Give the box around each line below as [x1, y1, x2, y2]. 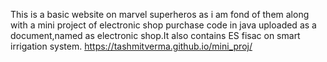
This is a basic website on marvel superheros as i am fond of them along [10, 9, 310, 20]
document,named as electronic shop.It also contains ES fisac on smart [10, 30, 301, 41]
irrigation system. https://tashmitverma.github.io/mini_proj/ [10, 40, 253, 52]
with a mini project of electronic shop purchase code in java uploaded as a [10, 19, 317, 31]
